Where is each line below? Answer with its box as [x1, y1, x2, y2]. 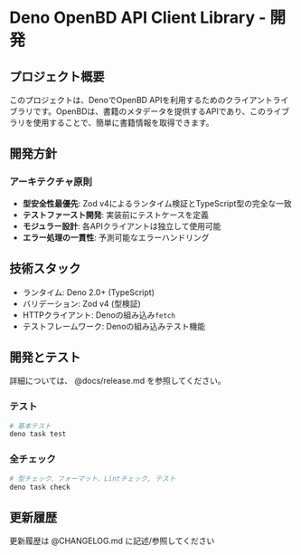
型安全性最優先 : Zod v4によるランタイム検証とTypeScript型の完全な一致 [22, 197, 292, 208]
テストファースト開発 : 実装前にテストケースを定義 [22, 209, 210, 220]
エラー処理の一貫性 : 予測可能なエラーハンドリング [22, 232, 210, 243]
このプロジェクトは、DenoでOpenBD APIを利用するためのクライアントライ [9, 95, 289, 105]
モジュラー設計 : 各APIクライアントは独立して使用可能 [22, 220, 221, 231]
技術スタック [9, 261, 81, 276]
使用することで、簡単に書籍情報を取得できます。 [33, 118, 214, 128]
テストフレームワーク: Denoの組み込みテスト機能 [22, 321, 206, 331]
